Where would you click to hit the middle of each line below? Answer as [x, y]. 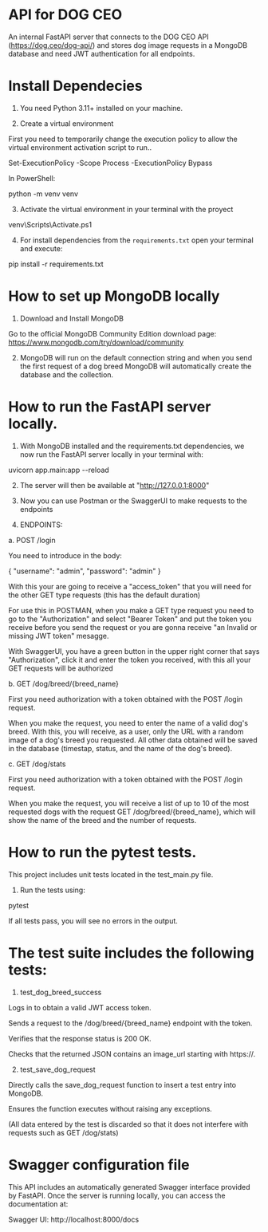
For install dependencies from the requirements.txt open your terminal [136, 240]
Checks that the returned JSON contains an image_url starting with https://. [132, 1053]
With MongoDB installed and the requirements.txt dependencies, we [132, 446]
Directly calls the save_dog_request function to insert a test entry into [122, 1084]
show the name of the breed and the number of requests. [102, 820]
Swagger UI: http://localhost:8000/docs [74, 1219]
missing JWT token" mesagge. [59, 636]
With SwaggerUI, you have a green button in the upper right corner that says [134, 651]
